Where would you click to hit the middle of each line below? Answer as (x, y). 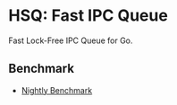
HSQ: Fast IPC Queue (88, 16)
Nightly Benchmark (57, 90)
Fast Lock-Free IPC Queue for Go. (71, 40)
